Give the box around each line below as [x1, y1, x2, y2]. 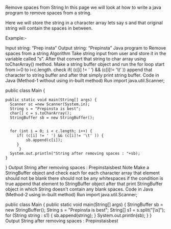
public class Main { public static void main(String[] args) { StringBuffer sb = [5, 201, 163, 208]
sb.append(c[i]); [26, 138, 63, 143]
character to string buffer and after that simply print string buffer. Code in [5, 72, 159, 78]
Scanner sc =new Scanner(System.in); [10, 102, 90, 107]
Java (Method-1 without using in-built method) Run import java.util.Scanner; [5, 78, 165, 83]
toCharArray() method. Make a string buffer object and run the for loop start [5, 61, 165, 67]
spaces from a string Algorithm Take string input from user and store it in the [5, 51, 166, 56]
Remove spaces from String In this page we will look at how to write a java [5, 5, 162, 10]
